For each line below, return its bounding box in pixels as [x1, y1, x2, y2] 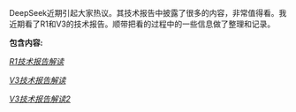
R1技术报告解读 [9, 56, 65, 66]
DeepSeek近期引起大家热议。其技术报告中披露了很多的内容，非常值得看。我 [9, 8, 287, 18]
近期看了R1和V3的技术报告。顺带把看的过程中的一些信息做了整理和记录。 [9, 19, 276, 29]
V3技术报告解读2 [9, 93, 71, 104]
